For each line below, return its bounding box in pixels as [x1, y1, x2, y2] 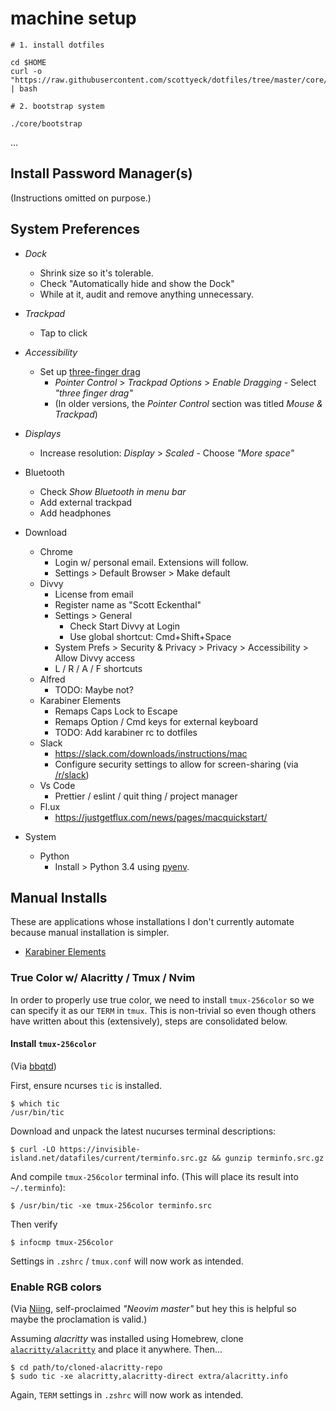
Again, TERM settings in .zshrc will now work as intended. [10, 1389, 244, 1401]
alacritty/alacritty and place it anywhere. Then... [10, 1343, 223, 1356]
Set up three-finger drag [39, 365, 141, 377]
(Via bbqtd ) [10, 1060, 57, 1072]
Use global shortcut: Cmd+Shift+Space [69, 630, 232, 642]
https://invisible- [59, 1144, 141, 1154]
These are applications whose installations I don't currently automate [10, 916, 295, 928]
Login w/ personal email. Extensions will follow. [54, 556, 249, 568]
